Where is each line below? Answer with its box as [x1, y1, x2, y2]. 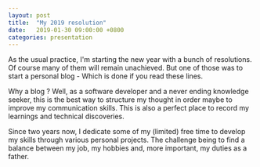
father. [8, 152, 30, 162]
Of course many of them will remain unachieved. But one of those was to [8, 64, 244, 73]
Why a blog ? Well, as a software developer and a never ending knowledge [8, 87, 249, 96]
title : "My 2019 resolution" [8, 19, 107, 27]
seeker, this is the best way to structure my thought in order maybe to [8, 95, 233, 104]
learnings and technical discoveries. [8, 111, 125, 122]
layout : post [8, 11, 51, 20]
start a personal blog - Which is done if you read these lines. [8, 71, 204, 81]
